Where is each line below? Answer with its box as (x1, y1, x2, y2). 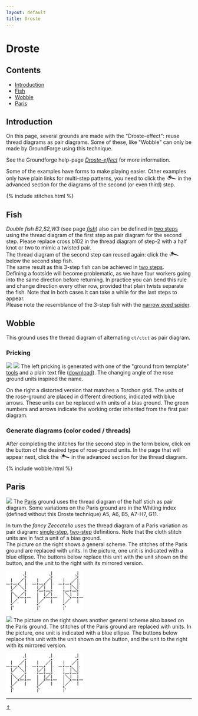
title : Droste (6, 15, 41, 22)
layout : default (6, 9, 46, 15)
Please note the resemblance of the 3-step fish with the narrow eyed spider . (6, 301, 192, 308)
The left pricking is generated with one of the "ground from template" (20, 363, 190, 370)
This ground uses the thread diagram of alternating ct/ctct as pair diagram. (6, 334, 190, 341)
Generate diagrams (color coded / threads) (6, 426, 131, 435)
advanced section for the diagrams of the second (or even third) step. (6, 181, 176, 188)
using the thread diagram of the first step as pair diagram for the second (6, 232, 182, 239)
